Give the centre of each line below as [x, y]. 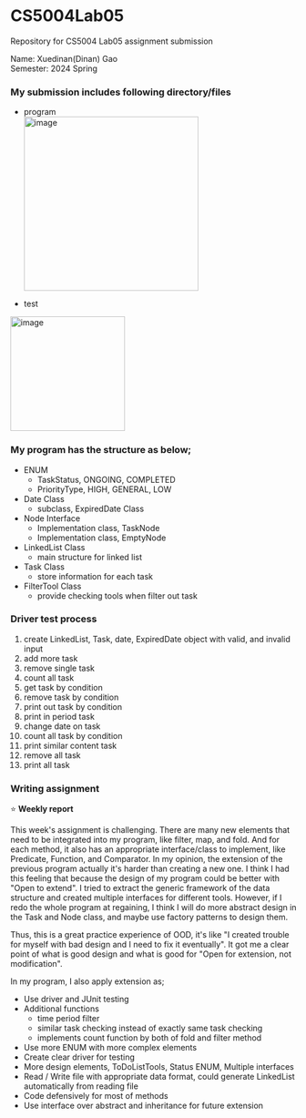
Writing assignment [55, 788]
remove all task [52, 755]
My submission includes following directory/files [121, 92]
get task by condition [63, 687]
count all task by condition [73, 735]
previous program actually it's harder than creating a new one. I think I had [150, 869]
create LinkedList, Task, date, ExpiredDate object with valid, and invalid [157, 639]
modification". [36, 964]
